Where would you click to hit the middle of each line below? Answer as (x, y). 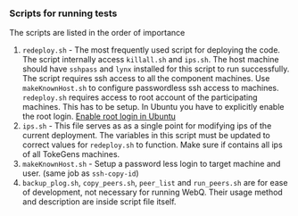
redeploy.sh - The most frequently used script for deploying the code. (151, 50)
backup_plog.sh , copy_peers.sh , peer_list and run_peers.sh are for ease (155, 183)
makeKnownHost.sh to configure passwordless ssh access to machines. (150, 88)
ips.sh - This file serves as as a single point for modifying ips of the (147, 126)
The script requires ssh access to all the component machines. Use (146, 79)
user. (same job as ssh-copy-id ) (81, 173)
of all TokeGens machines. (71, 154)
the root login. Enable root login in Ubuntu (99, 116)
